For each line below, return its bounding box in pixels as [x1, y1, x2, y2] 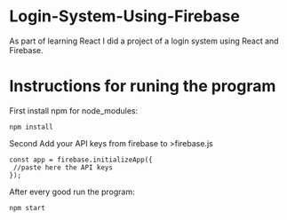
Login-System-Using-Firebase [9, 6, 240, 27]
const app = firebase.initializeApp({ [9, 155, 153, 164]
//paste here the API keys [12, 162, 114, 172]
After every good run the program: [9, 186, 135, 197]
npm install [9, 122, 53, 131]
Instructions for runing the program [9, 76, 276, 97]
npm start [9, 203, 46, 212]
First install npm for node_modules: [9, 105, 139, 116]
